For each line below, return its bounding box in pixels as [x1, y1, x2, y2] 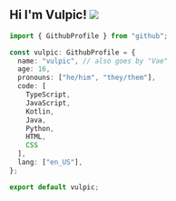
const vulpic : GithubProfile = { [9, 47, 136, 57]
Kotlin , [25, 106, 54, 116]
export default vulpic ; [9, 182, 100, 192]
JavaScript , [25, 98, 71, 107]
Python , [25, 124, 54, 133]
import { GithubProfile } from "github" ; [9, 31, 169, 40]
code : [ [17, 82, 47, 91]
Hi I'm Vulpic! [9, 7, 88, 23]
